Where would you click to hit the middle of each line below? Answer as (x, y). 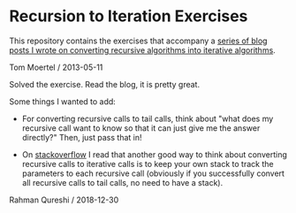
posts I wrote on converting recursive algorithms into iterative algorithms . (142, 49)
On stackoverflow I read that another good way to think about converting (154, 154)
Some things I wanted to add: (63, 101)
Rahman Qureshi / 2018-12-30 (64, 200)
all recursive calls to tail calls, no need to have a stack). (122, 182)
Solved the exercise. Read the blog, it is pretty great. (105, 84)
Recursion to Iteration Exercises (129, 16)
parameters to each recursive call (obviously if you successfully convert (153, 173)
